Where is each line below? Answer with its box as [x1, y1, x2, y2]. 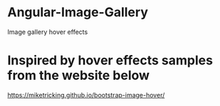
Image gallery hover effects [7, 28, 88, 36]
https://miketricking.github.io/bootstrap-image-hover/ [7, 90, 165, 99]
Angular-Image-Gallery [7, 4, 148, 20]
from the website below [7, 68, 150, 83]
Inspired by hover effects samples [7, 52, 214, 69]
